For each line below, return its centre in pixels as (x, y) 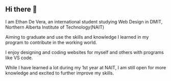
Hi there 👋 (21, 9)
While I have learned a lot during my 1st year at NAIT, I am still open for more (86, 67)
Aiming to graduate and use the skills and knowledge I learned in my (77, 37)
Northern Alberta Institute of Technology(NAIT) (55, 27)
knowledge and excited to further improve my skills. (60, 73)
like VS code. (19, 58)
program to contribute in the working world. (51, 42)
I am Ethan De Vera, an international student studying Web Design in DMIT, (84, 21)
